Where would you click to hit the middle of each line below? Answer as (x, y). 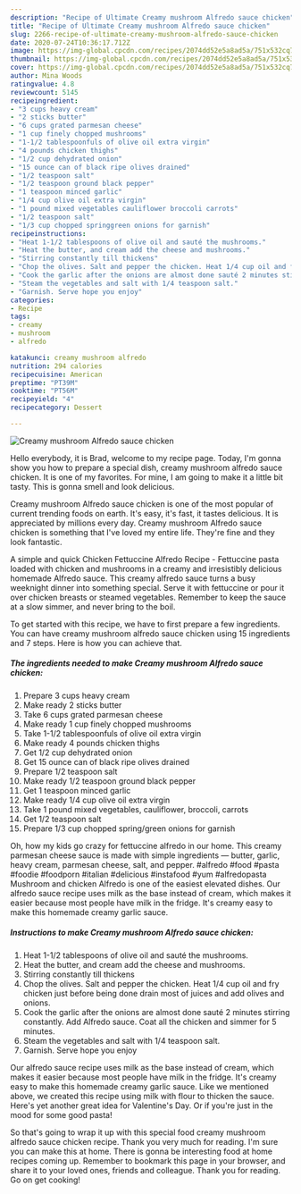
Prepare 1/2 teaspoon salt (70, 771)
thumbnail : (30, 59)
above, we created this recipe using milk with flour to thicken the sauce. (142, 1096)
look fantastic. (36, 542)
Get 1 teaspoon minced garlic (77, 790)
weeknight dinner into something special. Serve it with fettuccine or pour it (147, 587)
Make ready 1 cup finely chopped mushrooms (107, 724)
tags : (20, 317)
